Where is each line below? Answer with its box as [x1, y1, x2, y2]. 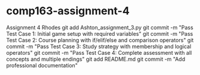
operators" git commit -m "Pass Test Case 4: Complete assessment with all [6, 49, 192, 56]
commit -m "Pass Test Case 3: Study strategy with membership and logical [6, 43, 192, 50]
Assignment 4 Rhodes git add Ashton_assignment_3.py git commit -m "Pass [6, 24, 193, 31]
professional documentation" [6, 61, 78, 69]
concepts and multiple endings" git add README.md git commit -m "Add [6, 55, 186, 62]
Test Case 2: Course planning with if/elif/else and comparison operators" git [6, 36, 194, 43]
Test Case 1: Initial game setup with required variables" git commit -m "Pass [6, 30, 193, 37]
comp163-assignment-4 [6, 4, 130, 18]
